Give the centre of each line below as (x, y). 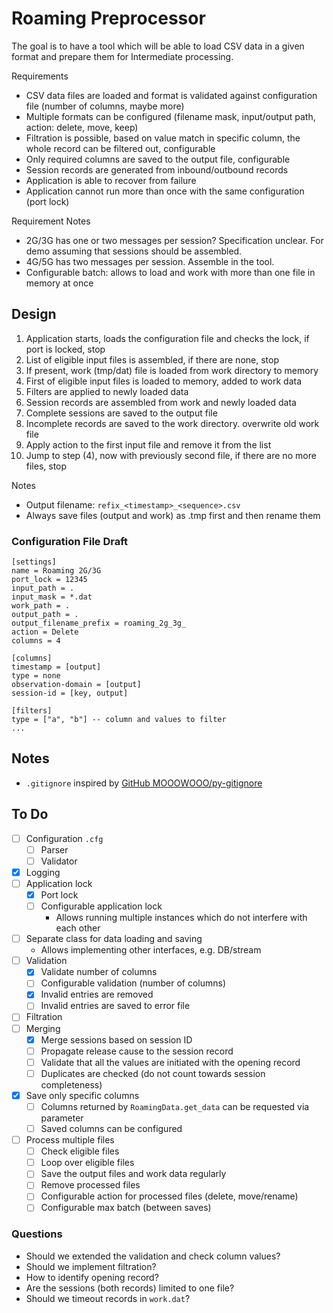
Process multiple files (70, 1140)
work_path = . (41, 606)
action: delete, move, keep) (82, 127)
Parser (54, 849)
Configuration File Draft (70, 541)
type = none (36, 676)
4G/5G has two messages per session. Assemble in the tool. (150, 261)
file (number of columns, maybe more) (105, 106)
